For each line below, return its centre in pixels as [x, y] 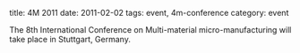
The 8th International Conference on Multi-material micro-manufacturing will [150, 30]
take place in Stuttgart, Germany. [70, 39]
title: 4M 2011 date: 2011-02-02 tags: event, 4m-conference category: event [149, 13]
